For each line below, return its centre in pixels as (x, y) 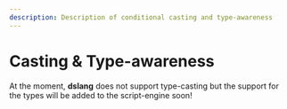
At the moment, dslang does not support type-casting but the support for (144, 86)
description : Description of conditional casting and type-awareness (141, 17)
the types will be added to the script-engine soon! (101, 95)
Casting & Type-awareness (112, 61)
